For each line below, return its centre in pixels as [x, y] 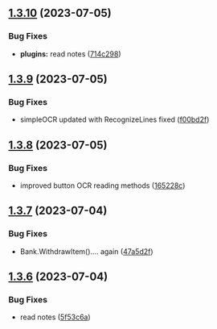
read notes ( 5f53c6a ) [55, 317]
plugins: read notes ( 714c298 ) [71, 54]
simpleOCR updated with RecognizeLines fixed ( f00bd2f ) [115, 119]
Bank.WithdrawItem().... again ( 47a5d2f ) [87, 251]
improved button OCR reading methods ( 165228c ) [102, 185]
